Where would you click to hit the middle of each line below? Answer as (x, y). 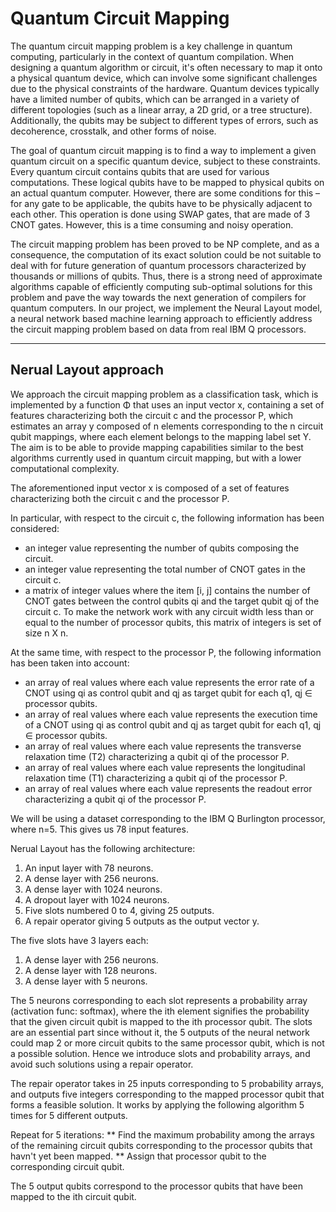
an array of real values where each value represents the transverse (163, 746)
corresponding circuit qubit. (67, 1166)
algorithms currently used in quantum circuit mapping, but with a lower (156, 458)
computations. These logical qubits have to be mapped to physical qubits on (167, 182)
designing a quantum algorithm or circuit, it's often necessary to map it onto (166, 67)
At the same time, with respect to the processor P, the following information (166, 652)
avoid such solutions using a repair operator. (102, 1064)
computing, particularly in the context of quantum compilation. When (152, 56)
